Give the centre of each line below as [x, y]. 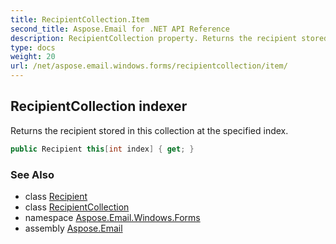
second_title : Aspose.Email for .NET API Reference [120, 29]
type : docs [33, 47]
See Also [32, 174]
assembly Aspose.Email [73, 228]
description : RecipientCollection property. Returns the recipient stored [169, 38]
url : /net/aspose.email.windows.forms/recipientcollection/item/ [149, 66]
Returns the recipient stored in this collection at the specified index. [149, 130]
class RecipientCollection [77, 207]
